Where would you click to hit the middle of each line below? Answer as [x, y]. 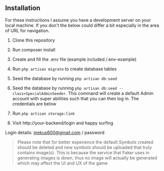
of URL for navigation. [27, 30]
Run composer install [34, 49]
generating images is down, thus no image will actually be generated [87, 158]
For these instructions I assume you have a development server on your [78, 20]
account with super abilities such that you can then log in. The [76, 98]
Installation [23, 8]
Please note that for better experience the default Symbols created [85, 142]
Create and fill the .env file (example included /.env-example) [74, 59]
